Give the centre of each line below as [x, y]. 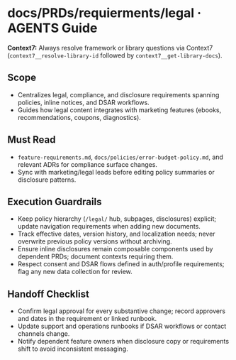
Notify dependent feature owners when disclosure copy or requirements [123, 342]
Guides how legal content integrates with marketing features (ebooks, [119, 110]
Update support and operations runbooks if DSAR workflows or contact [122, 326]
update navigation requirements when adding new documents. [109, 227]
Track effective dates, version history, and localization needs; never [116, 234]
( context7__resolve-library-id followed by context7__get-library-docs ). [115, 55]
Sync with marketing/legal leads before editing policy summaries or [116, 172]
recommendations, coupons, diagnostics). [79, 117]
